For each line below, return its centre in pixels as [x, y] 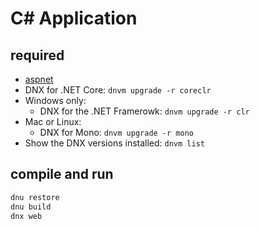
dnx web [26, 216]
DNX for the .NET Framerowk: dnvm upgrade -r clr [144, 111]
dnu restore [35, 197]
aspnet [39, 79]
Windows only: [55, 100]
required [37, 55]
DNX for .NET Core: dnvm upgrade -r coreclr [118, 90]
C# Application [74, 18]
